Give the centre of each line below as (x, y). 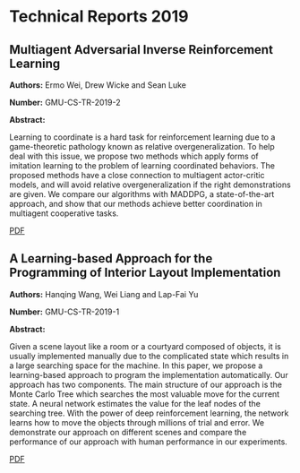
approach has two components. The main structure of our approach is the (146, 384)
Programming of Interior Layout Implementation (145, 273)
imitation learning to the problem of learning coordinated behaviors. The (142, 166)
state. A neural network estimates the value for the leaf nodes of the (135, 403)
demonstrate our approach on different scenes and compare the (128, 432)
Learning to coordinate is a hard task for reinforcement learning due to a (142, 137)
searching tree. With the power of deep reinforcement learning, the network (149, 413)
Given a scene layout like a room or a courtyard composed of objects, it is (146, 346)
